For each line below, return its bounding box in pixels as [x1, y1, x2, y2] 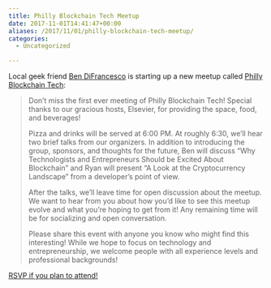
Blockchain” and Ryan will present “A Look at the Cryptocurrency [28, 163, 246, 173]
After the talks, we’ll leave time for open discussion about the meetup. [28, 187, 262, 197]
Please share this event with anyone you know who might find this [28, 229, 250, 239]
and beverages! [28, 113, 81, 123]
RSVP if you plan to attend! [8, 271, 98, 281]
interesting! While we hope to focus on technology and [28, 238, 212, 247]
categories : [8, 34, 49, 43]
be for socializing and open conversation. [28, 213, 167, 223]
